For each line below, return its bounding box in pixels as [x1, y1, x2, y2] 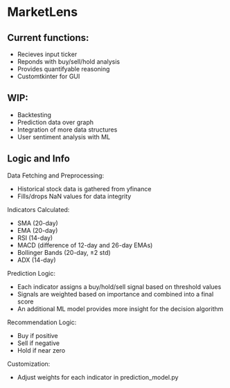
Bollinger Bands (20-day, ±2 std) [17, 248, 111, 256]
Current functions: [7, 32, 89, 44]
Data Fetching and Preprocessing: [7, 171, 105, 179]
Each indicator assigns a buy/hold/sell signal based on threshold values [17, 282, 222, 291]
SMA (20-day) [17, 219, 59, 227]
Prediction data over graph [17, 118, 94, 126]
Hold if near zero [17, 346, 66, 354]
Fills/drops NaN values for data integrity [17, 192, 132, 200]
